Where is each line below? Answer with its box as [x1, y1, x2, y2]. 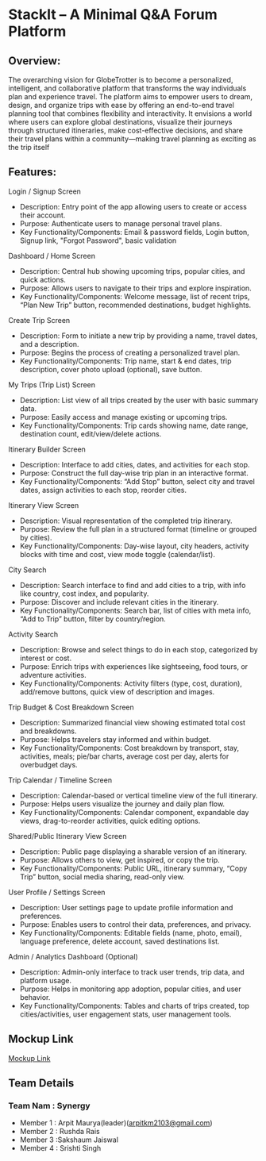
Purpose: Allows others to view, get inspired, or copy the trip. [19, 855, 220, 864]
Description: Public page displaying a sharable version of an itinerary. [19, 847, 248, 856]
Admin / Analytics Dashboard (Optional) [8, 951, 139, 961]
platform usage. [19, 975, 72, 985]
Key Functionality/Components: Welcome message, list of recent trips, [19, 291, 250, 301]
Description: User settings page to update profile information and [19, 902, 233, 912]
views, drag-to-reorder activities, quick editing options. [19, 816, 201, 825]
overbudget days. [19, 759, 78, 769]
